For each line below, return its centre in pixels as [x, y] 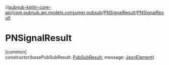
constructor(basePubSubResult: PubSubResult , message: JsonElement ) [80, 57]
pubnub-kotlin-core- [30, 7]
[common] [16, 51]
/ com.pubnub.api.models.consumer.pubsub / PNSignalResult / [74, 12]
